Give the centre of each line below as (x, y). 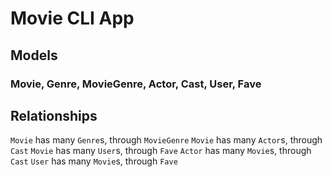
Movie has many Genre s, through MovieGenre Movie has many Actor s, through (166, 140)
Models (34, 55)
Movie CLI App (72, 18)
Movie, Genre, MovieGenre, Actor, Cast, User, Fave (136, 84)
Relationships (54, 115)
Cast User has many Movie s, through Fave (94, 161)
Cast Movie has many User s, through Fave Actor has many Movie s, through (161, 151)
